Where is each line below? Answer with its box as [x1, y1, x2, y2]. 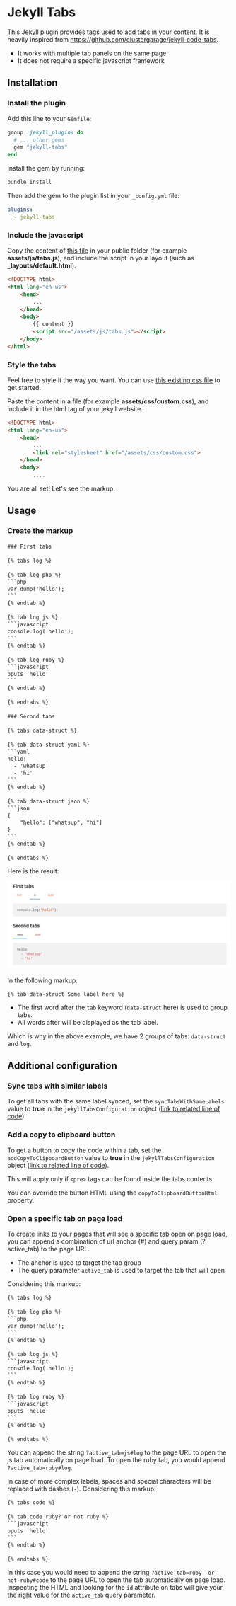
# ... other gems [13, 136, 65, 144]
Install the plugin [7, 98, 66, 108]
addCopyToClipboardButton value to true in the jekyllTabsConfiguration [7, 1153, 216, 1162]
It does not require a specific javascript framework [17, 56, 165, 64]
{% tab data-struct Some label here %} [7, 990, 125, 998]
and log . [7, 1039, 32, 1048]
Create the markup [7, 526, 73, 536]
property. [7, 1195, 35, 1204]
